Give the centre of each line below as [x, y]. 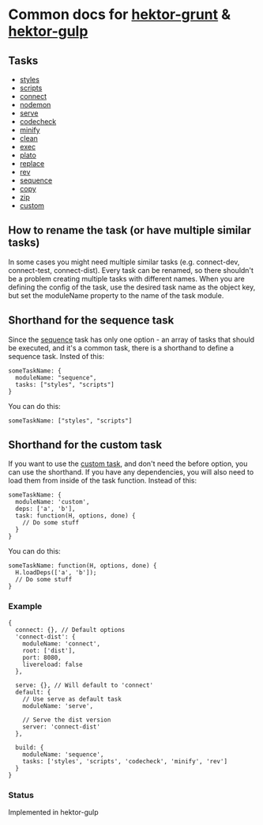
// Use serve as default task [72, 699]
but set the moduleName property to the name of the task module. [116, 295]
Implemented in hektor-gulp [53, 812]
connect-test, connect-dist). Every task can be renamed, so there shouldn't [131, 270]
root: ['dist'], [49, 650]
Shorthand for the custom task [85, 445]
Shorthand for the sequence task [91, 321]
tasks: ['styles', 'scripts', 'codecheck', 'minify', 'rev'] [125, 761]
